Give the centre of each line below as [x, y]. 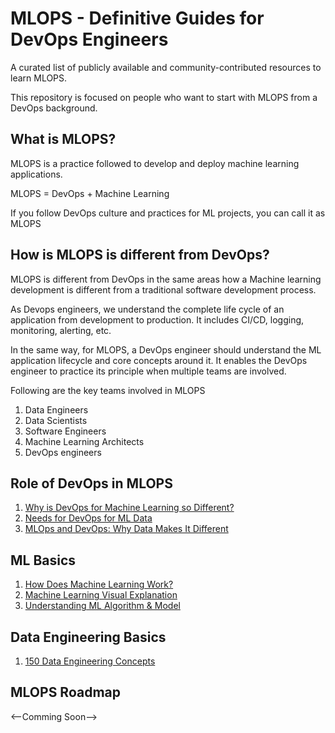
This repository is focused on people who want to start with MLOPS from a [164, 97]
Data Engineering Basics [88, 637]
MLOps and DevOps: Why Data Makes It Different [126, 529]
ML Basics [43, 560]
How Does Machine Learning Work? [99, 584]
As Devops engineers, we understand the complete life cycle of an [147, 309]
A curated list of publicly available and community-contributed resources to [166, 67]
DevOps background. [54, 108]
